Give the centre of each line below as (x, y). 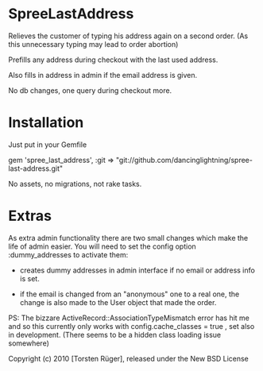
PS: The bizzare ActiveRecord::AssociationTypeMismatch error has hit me (129, 318)
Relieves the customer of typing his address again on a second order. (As (128, 36)
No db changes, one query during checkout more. (90, 90)
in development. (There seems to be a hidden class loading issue (114, 334)
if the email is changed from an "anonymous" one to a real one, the (130, 294)
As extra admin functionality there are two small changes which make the (128, 238)
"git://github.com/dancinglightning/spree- (184, 160)
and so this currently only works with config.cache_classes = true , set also (131, 326)
